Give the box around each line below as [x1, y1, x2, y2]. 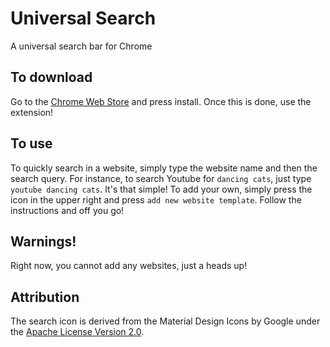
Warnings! [10, 233, 77, 250]
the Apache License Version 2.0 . [10, 326, 145, 338]
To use [10, 135, 53, 152]
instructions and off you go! [10, 204, 125, 216]
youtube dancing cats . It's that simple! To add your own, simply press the [10, 183, 313, 195]
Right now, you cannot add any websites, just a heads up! [10, 260, 248, 272]
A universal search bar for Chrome [10, 40, 153, 52]
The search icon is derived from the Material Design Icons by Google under [10, 315, 321, 327]
